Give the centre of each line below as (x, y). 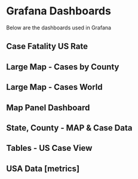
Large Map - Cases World (54, 87)
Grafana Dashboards (59, 11)
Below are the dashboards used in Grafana (59, 28)
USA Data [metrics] (43, 169)
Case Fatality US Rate (47, 46)
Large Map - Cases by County (63, 67)
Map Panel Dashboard (48, 107)
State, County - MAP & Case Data (69, 128)
